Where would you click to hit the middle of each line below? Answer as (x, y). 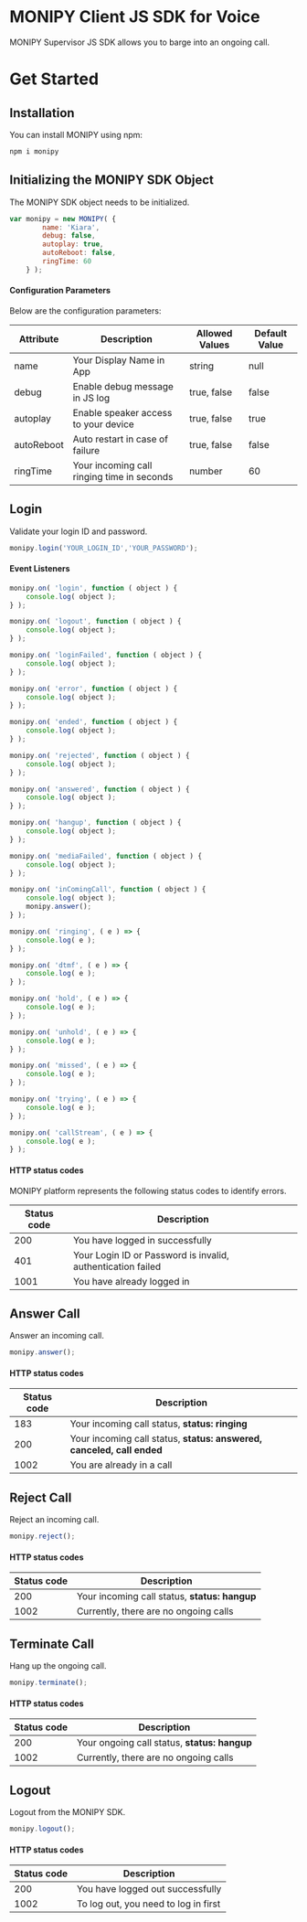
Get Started (54, 79)
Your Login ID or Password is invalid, (151, 1255)
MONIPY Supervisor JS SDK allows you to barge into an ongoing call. (140, 42)
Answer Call (45, 1313)
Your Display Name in (119, 360)
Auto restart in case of (121, 439)
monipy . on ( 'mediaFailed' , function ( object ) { (106, 856)
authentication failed (117, 1266)
